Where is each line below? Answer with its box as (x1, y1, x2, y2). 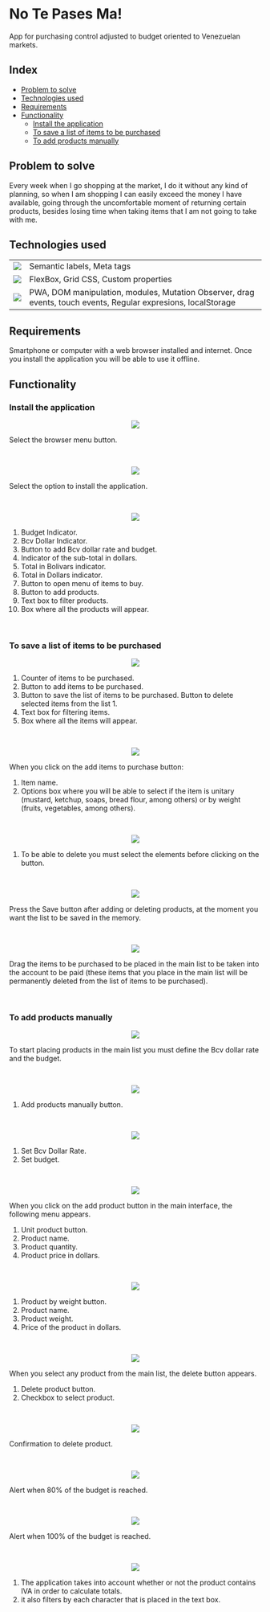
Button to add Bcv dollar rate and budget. (20, 544, 158, 554)
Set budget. (20, 1155, 60, 1164)
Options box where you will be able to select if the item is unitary (20, 786, 235, 796)
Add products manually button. (20, 1100, 123, 1110)
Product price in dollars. (20, 1251, 100, 1261)
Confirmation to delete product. (9, 1439, 113, 1449)
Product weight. (20, 1314, 74, 1323)
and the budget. (9, 1054, 62, 1064)
